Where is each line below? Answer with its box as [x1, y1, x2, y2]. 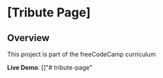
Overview [7, 32, 50, 44]
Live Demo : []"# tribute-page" [7, 64, 93, 71]
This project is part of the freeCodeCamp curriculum [7, 50, 156, 58]
